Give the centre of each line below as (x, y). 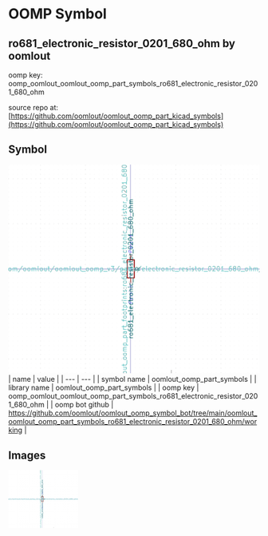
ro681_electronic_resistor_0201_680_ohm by (122, 44)
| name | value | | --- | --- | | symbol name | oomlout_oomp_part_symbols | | (132, 379)
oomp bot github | (84, 405)
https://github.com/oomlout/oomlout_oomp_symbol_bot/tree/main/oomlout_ (133, 413)
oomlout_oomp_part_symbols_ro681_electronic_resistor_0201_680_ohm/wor (133, 422)
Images (27, 455)
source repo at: (33, 107)
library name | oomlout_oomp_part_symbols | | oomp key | (104, 387)
